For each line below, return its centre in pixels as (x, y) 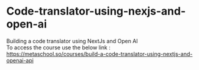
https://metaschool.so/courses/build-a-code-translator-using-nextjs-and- (99, 54)
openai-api (20, 60)
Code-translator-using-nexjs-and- (96, 11)
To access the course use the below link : (59, 47)
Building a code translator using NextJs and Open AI (72, 41)
